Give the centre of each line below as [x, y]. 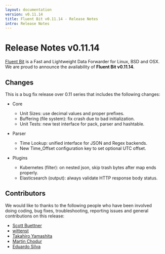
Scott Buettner [27, 225]
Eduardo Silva [26, 246]
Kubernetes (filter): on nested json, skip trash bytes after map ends [88, 168]
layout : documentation [28, 10]
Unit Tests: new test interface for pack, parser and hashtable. [82, 124]
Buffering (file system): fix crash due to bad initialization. [77, 119]
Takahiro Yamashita [32, 236]
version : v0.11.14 [24, 14]
